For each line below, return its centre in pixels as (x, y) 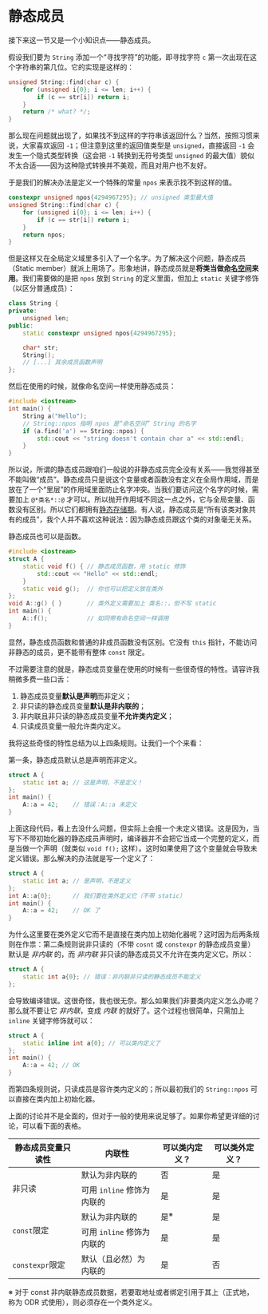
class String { (33, 304)
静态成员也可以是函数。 (47, 537)
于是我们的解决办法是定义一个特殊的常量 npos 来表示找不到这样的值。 (122, 183)
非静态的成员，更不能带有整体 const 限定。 (79, 652)
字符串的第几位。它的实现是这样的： (74, 67)
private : (23, 311)
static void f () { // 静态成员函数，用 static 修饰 (104, 566)
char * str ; (41, 347)
